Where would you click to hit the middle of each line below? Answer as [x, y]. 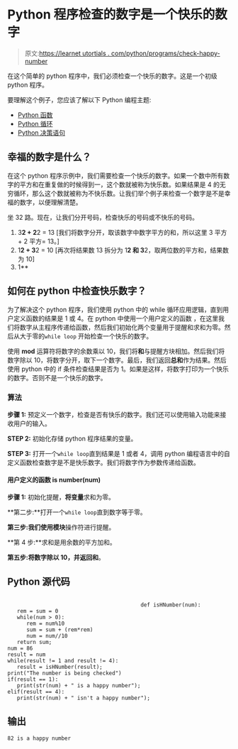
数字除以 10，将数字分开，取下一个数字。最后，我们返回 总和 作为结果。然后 [117, 360]
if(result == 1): [33, 679]
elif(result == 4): [36, 692]
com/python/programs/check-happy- [166, 53]
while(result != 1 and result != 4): [63, 660]
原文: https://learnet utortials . [67, 53]
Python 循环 [35, 123]
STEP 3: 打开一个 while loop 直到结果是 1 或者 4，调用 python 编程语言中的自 [119, 453]
